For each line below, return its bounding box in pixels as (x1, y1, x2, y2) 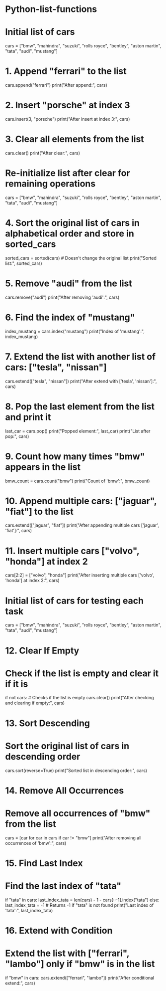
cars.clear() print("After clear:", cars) (5, 150, 81, 156)
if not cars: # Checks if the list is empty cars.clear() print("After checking (5, 695, 154, 701)
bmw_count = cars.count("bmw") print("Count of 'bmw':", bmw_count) (5, 478, 150, 484)
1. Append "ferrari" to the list (5, 66, 127, 77)
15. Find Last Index (5, 857, 83, 869)
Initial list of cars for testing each (5, 595, 144, 606)
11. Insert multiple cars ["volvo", (5, 545, 140, 557)
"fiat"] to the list (5, 506, 74, 517)
